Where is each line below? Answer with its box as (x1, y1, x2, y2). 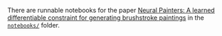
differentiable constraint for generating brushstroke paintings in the (7, 13, 204, 22)
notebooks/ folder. (7, 21, 60, 29)
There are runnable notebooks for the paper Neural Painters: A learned (7, 6, 215, 14)
